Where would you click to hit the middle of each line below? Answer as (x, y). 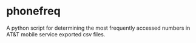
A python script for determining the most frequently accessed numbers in (98, 28)
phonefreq (33, 11)
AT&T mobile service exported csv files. (56, 34)
